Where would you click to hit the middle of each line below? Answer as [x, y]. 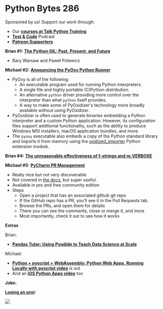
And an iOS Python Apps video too [47, 273]
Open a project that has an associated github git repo [73, 195]
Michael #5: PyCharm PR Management [45, 165]
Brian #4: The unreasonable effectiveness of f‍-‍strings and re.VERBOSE [79, 155]
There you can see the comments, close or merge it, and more [82, 211]
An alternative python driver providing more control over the [79, 95]
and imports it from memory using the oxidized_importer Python [76, 141]
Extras [12, 225]
